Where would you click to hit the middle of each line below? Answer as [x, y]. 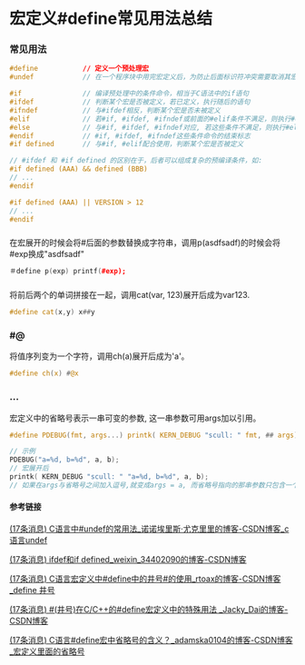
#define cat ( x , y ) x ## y [52, 313]
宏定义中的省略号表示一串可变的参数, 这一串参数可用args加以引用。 [135, 418]
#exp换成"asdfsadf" [47, 254]
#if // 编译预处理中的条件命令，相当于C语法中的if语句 [129, 94]
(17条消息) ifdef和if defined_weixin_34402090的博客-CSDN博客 [128, 559]
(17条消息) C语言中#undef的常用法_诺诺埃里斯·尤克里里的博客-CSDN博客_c [149, 529]
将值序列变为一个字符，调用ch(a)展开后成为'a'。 [99, 356]
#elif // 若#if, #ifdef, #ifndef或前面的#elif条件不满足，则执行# [152, 119]
